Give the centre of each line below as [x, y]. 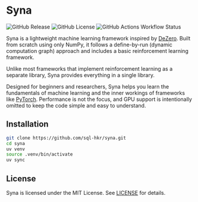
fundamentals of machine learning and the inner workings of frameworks [96, 93]
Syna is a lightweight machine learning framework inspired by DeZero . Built [98, 38]
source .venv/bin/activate [40, 154]
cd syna [16, 143]
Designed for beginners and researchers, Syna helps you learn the [88, 86]
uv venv [16, 149]
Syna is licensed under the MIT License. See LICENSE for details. [86, 192]
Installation [27, 124]
